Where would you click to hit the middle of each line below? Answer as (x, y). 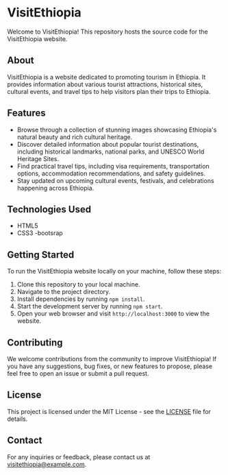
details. (17, 419)
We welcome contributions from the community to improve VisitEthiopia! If (112, 359)
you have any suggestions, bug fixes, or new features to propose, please (110, 366)
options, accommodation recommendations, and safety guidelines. (111, 173)
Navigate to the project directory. (64, 292)
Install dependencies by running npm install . (81, 299)
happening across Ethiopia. (55, 188)
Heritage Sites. (38, 158)
